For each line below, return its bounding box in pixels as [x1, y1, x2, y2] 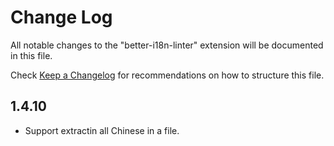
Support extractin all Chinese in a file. [24, 124, 180, 136]
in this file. [10, 49, 53, 61]
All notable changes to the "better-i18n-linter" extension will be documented [10, 39, 324, 51]
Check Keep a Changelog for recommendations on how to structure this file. [10, 69, 325, 81]
